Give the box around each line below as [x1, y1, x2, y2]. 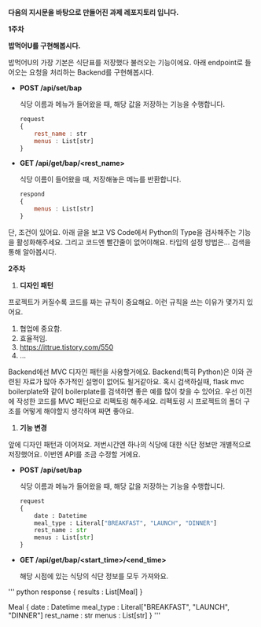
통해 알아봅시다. [8, 247, 57, 256]
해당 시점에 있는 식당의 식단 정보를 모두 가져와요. [19, 571, 169, 581]
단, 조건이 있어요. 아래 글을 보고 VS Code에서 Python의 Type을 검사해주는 [8, 227, 237, 236]
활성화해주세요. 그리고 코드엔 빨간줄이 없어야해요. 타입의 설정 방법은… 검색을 [16, 237, 252, 247]
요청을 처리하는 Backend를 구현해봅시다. [28, 68, 155, 77]
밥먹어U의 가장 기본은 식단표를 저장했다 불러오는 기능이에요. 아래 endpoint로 [8, 58, 244, 67]
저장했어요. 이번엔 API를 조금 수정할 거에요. [8, 449, 142, 459]
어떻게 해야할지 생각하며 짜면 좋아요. [22, 406, 134, 416]
